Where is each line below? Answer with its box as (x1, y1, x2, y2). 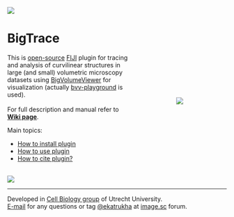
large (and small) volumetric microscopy (7, 68, 123, 77)
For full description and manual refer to (7, 105, 120, 113)
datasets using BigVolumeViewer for (7, 75, 111, 83)
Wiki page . (7, 112, 39, 121)
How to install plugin (17, 139, 77, 147)
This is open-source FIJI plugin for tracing (7, 53, 128, 62)
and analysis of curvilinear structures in (7, 61, 120, 69)
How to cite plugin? (17, 154, 73, 163)
